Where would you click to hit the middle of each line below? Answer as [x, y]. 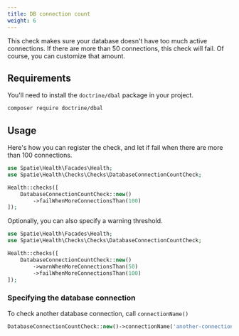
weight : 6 [22, 21]
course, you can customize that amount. [67, 56]
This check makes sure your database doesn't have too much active [107, 40]
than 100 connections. [40, 155]
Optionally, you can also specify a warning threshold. [85, 221]
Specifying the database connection [72, 298]
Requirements [39, 78]
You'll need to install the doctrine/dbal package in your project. [101, 95]
